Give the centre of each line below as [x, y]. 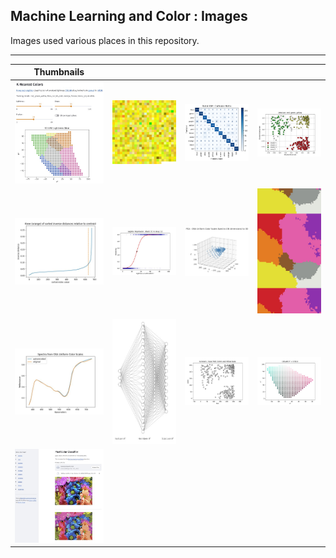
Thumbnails [59, 72]
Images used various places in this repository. [105, 40]
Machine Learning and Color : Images [129, 16]
